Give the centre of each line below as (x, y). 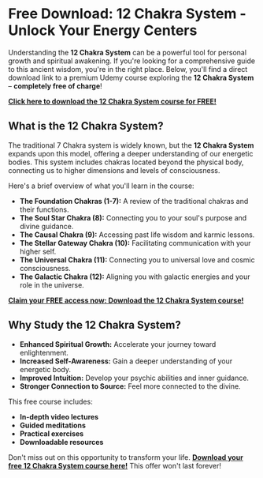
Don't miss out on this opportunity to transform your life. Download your (126, 457)
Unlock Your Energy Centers (103, 30)
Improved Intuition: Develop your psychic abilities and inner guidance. (134, 378)
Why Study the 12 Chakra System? (94, 325)
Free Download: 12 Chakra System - (127, 14)
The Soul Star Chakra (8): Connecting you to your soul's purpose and (133, 217)
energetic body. (45, 369)
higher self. (38, 251)
